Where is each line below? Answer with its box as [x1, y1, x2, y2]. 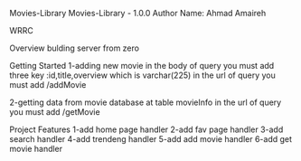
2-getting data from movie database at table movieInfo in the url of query [9, 97, 282, 108]
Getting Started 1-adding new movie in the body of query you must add [9, 61, 275, 71]
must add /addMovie [9, 80, 87, 90]
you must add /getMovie [9, 107, 101, 117]
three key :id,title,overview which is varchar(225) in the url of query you [9, 70, 276, 80]
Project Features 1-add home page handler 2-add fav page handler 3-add [9, 124, 284, 135]
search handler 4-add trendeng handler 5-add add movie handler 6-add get [9, 134, 292, 144]
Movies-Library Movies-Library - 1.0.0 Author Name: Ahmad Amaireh [9, 8, 267, 18]
